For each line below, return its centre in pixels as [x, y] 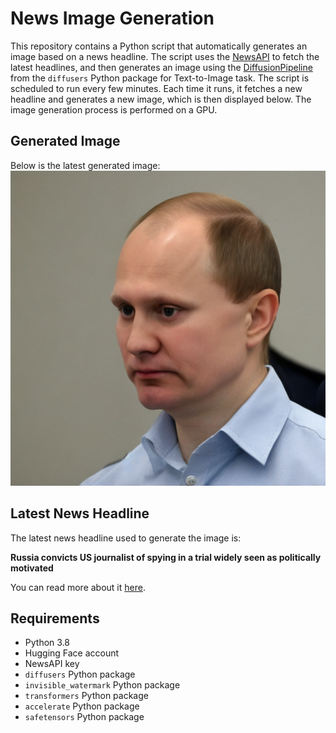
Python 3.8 [47, 643]
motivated [32, 568]
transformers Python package [86, 696]
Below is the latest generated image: [85, 165]
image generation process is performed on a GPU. [114, 109]
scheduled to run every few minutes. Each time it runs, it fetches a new [156, 88]
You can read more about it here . [78, 587]
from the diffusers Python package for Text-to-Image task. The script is [160, 78]
